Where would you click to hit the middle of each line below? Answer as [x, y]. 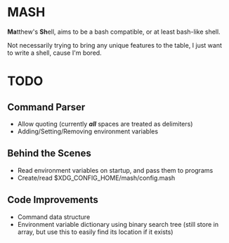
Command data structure [54, 217]
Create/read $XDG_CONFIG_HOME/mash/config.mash [96, 178]
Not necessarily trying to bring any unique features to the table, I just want [115, 45]
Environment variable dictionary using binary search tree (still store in [118, 224]
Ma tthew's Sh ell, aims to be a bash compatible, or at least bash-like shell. [114, 32]
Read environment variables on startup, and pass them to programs [115, 170]
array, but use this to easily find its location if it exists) [95, 232]
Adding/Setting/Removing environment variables [88, 131]
